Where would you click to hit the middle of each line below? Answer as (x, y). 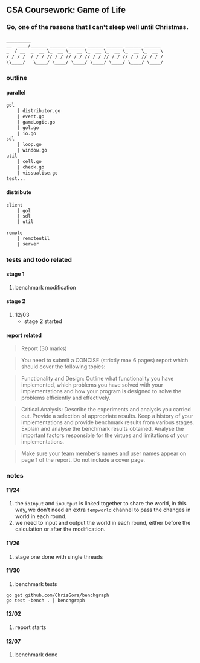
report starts (31, 627)
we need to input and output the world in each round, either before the (103, 523)
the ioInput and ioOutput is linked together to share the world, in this (101, 504)
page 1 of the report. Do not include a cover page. (83, 460)
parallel (16, 92)
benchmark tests (36, 584)
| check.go (31, 167)
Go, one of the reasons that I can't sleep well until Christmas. (98, 27)
